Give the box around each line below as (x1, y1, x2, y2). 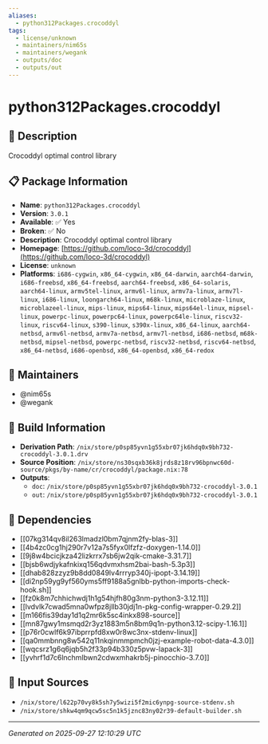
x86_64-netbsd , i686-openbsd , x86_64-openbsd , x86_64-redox (19, 344, 215, 355)
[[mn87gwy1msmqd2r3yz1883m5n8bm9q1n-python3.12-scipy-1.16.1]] (19, 619, 247, 628)
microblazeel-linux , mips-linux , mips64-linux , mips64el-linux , (19, 302, 227, 312)
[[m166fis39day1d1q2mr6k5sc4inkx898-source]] (19, 611, 181, 620)
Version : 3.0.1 (19, 208, 69, 218)
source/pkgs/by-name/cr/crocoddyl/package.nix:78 (19, 466, 189, 474)
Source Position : (19, 458, 76, 467)
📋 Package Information (8, 175, 128, 188)
